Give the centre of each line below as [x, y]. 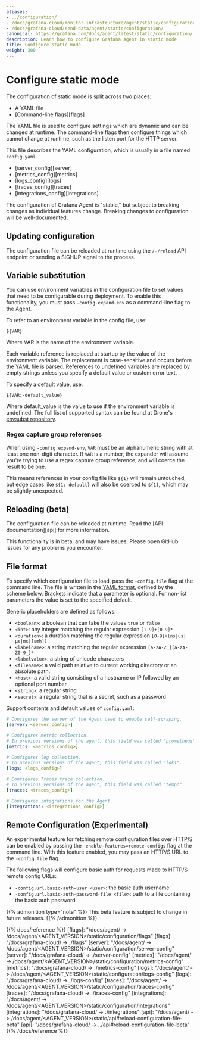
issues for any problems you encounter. [55, 548]
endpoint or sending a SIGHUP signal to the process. [71, 257]
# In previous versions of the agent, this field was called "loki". [94, 763]
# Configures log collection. [44, 757]
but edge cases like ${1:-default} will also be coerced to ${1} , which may [97, 484]
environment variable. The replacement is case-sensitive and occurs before [99, 360]
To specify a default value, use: [45, 384]
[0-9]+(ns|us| [169, 636]
